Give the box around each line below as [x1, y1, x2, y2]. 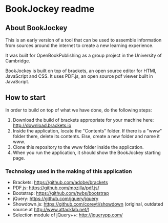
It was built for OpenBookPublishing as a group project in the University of [5, 52, 162, 58]
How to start [5, 93, 46, 102]
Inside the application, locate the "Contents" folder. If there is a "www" [12, 127, 162, 133]
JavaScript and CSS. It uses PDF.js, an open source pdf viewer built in [5, 73, 153, 79]
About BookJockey [5, 24, 68, 32]
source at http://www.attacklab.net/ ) [12, 207, 90, 213]
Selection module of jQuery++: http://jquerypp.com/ [12, 212, 123, 218]
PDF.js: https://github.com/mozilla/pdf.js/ [12, 185, 100, 191]
